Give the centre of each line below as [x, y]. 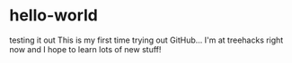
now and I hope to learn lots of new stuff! [85, 49]
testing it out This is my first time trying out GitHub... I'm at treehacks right [146, 40]
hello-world [54, 16]
